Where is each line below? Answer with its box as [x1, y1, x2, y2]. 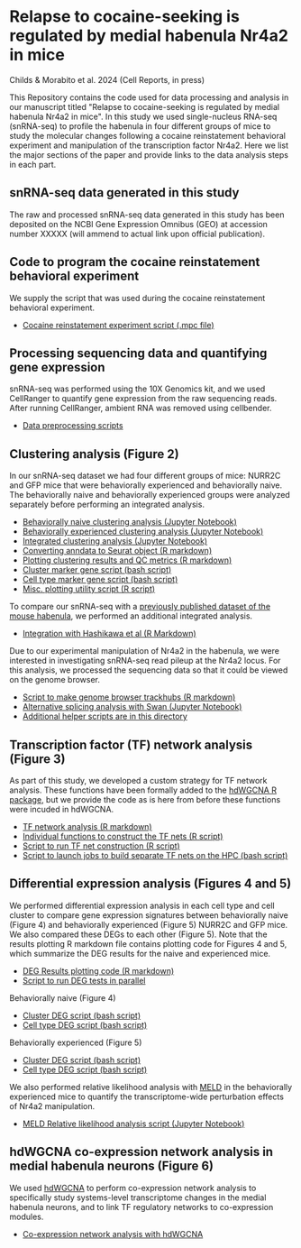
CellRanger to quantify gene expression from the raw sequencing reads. [9, 393, 278, 404]
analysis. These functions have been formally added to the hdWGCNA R [9, 785, 278, 795]
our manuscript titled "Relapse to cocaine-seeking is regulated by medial [9, 101, 280, 112]
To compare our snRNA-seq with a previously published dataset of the [9, 601, 271, 612]
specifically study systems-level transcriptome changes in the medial [9, 1192, 267, 1203]
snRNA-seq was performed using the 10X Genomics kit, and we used [9, 383, 266, 394]
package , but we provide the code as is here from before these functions [9, 794, 281, 804]
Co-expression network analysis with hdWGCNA [22, 1228, 204, 1239]
